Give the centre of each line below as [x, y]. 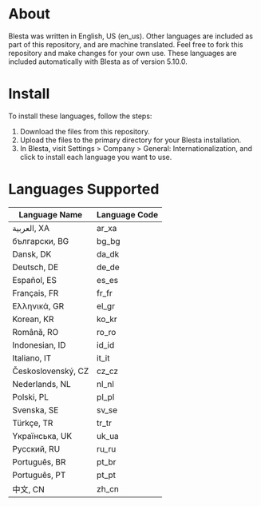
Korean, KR [33, 319]
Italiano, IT [32, 358]
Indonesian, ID [39, 345]
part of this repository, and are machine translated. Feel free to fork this [126, 44]
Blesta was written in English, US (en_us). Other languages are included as [131, 36]
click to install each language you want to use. [96, 157]
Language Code [127, 214]
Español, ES [35, 280]
